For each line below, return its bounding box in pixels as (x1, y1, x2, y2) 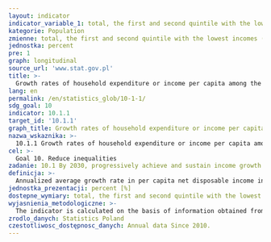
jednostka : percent (8, 42, 74, 50)
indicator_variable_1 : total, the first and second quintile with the (8, 19, 251, 27)
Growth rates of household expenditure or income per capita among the (15, 79, 262, 87)
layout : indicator (8, 11, 70, 20)
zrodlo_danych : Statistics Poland (8, 215, 125, 223)
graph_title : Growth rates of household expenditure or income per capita (8, 124, 265, 132)
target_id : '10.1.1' (8, 117, 78, 125)
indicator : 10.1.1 (8, 110, 70, 118)
